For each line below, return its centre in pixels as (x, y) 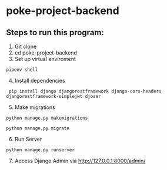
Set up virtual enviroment (45, 59)
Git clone (26, 46)
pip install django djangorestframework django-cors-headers (85, 91)
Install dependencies (40, 81)
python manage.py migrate (38, 128)
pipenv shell (22, 70)
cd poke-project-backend (46, 53)
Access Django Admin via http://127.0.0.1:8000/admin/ (80, 161)
